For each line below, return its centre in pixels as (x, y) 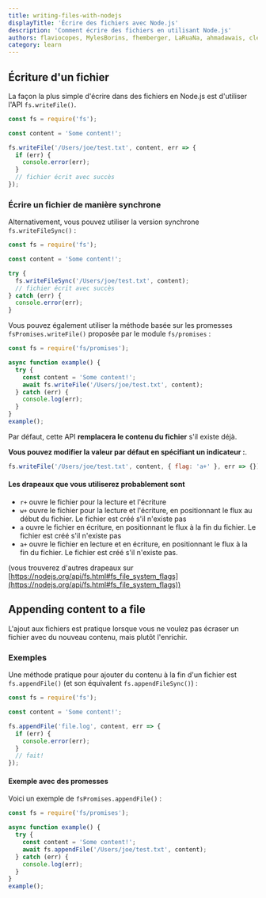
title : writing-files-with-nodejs (65, 15)
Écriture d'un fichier (59, 77)
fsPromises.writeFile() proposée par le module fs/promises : (110, 334)
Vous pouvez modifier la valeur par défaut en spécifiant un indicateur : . (128, 451)
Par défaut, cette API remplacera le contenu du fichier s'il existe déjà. (123, 436)
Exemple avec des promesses (58, 781)
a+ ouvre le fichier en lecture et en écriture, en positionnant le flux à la (133, 544)
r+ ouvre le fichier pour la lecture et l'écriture (93, 502)
